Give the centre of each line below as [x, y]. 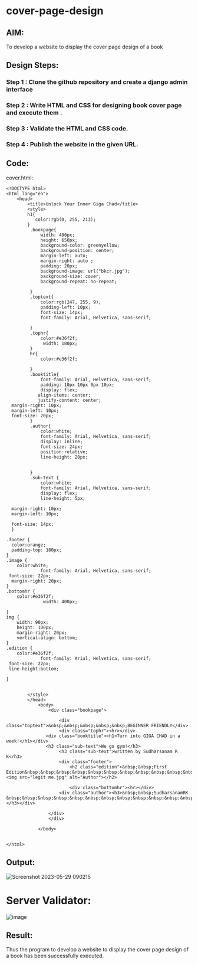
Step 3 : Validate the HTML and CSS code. [67, 129]
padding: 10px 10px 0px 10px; [77, 385]
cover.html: [20, 178]
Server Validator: [49, 900]
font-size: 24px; [62, 447]
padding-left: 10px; [66, 307]
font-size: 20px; [33, 416]
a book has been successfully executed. [55, 956]
